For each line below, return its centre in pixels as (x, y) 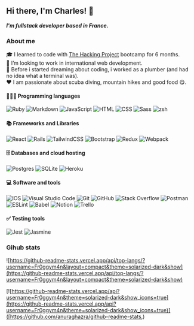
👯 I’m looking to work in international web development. (75, 63)
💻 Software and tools (33, 183)
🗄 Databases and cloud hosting (46, 153)
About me (21, 41)
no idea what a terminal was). (42, 76)
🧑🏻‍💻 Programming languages (43, 96)
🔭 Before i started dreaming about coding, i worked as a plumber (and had (97, 70)
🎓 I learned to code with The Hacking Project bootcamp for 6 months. (93, 55)
